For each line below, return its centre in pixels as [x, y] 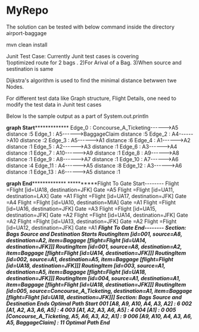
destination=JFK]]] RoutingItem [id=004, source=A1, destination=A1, [93, 278]
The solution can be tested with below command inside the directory [90, 27]
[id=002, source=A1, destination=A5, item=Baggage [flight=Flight [90, 259]
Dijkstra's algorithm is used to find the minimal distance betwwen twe [91, 80]
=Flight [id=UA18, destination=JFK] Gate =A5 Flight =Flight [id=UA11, [90, 190]
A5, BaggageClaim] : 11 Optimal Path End [58, 322]
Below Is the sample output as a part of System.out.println [77, 116]
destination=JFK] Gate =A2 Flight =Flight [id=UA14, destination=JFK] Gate [97, 215]
